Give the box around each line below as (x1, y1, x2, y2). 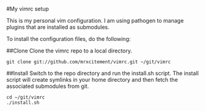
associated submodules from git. (6, 82, 89, 90)
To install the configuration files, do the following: (6, 35, 131, 42)
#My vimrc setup (6, 5, 49, 12)
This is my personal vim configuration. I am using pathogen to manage (6, 17, 184, 24)
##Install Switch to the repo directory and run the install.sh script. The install (6, 70, 199, 77)
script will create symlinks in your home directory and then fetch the (6, 76, 179, 83)
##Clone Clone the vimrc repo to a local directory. (6, 47, 133, 54)
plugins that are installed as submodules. (6, 24, 110, 30)
